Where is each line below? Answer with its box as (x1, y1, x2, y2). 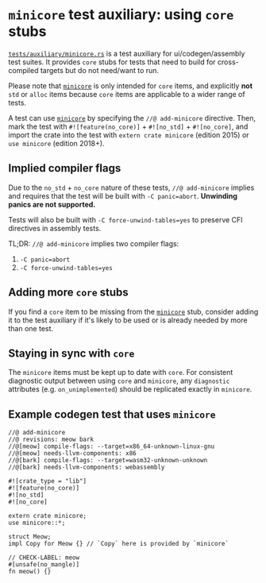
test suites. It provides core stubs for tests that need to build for (8, 57, 216, 67)
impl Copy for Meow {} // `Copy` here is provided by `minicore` (8, 540, 229, 548)
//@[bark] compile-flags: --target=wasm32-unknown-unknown (8, 457, 208, 465)
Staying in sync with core (8, 346, 135, 360)
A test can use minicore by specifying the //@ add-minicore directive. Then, (8, 113, 256, 122)
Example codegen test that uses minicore (8, 407, 216, 421)
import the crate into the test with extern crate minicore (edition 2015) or (8, 129, 249, 140)
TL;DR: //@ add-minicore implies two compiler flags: (8, 238, 179, 248)
